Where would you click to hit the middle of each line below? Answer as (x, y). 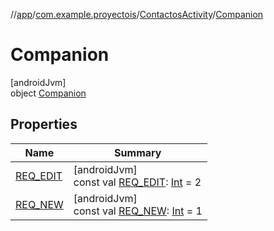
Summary (138, 152)
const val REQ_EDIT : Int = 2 (137, 182)
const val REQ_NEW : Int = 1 (138, 211)
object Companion (48, 93)
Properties (44, 124)
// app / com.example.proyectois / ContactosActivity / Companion (137, 14)
